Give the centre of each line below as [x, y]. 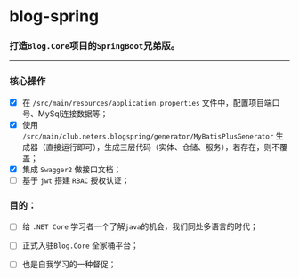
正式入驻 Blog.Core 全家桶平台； [81, 245]
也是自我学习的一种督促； [69, 265]
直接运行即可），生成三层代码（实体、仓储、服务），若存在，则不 [163, 147]
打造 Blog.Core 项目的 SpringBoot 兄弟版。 [95, 46]
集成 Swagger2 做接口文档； [72, 169]
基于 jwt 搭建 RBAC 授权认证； [76, 180]
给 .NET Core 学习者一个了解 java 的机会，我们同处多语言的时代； [140, 226]
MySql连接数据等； [73, 114]
